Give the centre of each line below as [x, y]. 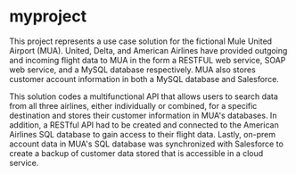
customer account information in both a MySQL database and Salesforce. [144, 79]
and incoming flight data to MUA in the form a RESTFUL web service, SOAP [148, 60]
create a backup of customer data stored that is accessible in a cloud [136, 153]
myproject [48, 17]
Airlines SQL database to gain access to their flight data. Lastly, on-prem [143, 134]
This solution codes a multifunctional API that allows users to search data [144, 96]
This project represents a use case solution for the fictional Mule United [141, 41]
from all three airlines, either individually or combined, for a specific [133, 105]
